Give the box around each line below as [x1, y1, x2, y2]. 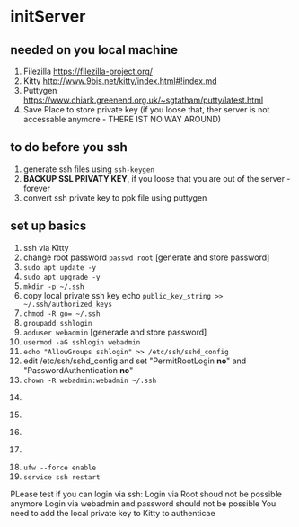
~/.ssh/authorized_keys [22, 299, 113, 308]
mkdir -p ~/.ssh [22, 281, 84, 291]
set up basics [10, 219, 87, 234]
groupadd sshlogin [22, 318, 92, 327]
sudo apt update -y [22, 263, 97, 272]
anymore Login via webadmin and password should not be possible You [10, 497, 277, 509]
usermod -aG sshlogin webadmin [22, 337, 141, 347]
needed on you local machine [10, 42, 179, 58]
